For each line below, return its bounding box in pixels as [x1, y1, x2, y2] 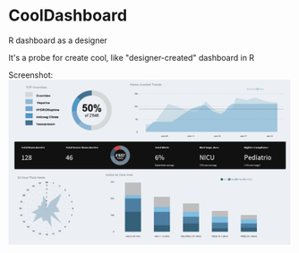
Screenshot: [8, 69, 54, 80]
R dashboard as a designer [8, 35, 108, 46]
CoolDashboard [8, 5, 127, 26]
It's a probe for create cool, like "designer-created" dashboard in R [8, 52, 255, 63]
